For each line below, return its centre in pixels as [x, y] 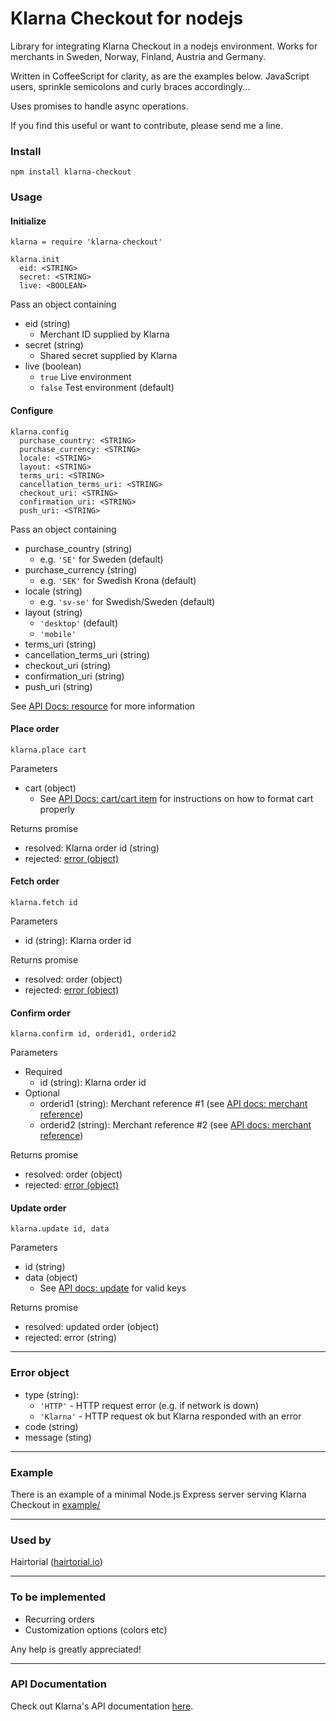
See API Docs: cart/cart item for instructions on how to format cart [176, 798]
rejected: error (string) [70, 1338]
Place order [35, 729]
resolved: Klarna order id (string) [92, 848]
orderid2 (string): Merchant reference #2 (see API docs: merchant [175, 1125]
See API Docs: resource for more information [103, 706]
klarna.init [35, 260]
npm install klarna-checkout [71, 172]
